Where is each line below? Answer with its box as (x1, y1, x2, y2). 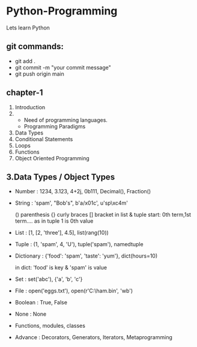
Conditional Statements (14, 135, 73, 142)
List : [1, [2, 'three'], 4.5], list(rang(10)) (14, 229, 109, 237)
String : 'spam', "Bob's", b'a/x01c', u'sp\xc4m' (14, 199, 128, 207)
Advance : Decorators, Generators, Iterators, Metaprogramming (14, 334, 172, 341)
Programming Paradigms (23, 122, 86, 130)
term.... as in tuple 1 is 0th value (14, 217, 94, 225)
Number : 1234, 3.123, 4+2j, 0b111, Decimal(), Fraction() (14, 188, 151, 195)
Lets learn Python (6, 24, 50, 31)
